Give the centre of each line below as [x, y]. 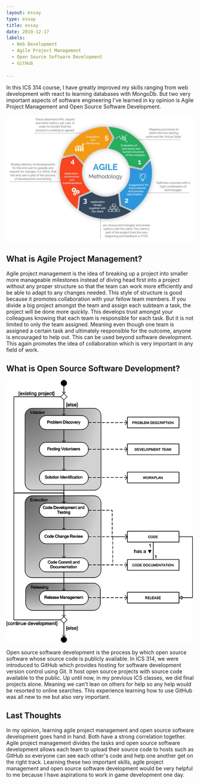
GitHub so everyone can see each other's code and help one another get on [100, 755]
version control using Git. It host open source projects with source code [94, 671]
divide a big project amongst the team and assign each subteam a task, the [99, 305]
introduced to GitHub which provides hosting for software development [94, 665]
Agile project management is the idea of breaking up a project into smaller [97, 273]
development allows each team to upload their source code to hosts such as [100, 749]
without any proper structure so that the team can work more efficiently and [99, 286]
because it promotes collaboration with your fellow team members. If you [96, 299]
